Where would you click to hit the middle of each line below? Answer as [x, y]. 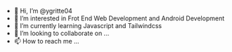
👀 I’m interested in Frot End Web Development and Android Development [119, 18]
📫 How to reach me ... [46, 41]
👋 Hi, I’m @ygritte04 [43, 11]
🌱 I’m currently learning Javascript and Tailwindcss [88, 26]
